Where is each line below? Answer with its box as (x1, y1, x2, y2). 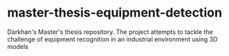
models (7, 42, 29, 50)
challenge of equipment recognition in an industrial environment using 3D (7, 35, 218, 43)
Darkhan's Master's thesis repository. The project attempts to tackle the (7, 28, 214, 36)
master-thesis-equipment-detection (7, 5, 223, 21)
